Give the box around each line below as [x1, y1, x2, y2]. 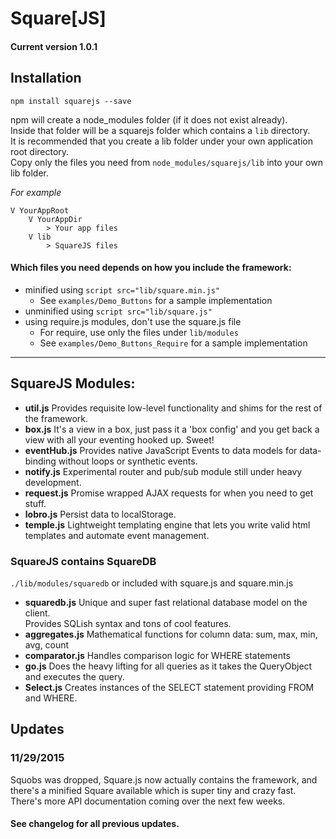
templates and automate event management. [24, 529, 210, 541]
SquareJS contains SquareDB [10, 554, 157, 568]
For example [10, 186, 62, 198]
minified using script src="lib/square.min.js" [24, 283, 220, 296]
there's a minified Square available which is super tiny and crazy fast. [10, 784, 297, 796]
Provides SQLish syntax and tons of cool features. [24, 617, 232, 629]
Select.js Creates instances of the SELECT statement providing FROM [24, 681, 315, 693]
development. [24, 476, 82, 488]
